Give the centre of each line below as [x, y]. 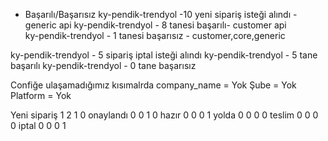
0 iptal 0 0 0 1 [38, 125]
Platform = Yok [41, 95]
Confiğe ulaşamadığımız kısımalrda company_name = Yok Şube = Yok [153, 85]
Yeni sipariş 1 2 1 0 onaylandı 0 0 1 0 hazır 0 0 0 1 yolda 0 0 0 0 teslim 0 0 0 [164, 115]
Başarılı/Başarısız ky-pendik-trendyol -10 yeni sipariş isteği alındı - [161, 14]
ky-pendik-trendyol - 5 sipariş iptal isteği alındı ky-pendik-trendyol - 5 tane [164, 55]
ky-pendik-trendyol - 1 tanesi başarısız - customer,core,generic [155, 35]
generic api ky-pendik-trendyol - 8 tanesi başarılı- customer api [155, 25]
